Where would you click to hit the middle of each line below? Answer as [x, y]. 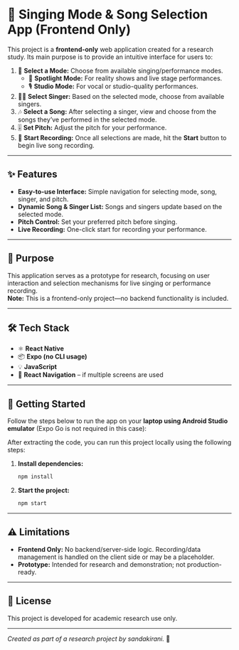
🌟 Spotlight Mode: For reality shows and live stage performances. [125, 78]
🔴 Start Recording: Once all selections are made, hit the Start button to [122, 137]
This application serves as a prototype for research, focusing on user [108, 275]
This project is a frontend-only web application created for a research [110, 49]
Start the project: [43, 491]
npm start [32, 504]
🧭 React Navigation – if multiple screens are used [90, 375]
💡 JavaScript [37, 367]
